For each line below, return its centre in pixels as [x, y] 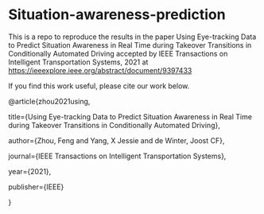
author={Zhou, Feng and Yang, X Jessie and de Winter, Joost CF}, [116, 140]
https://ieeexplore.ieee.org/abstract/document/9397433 [100, 70]
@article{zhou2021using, [49, 101]
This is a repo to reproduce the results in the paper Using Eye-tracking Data [132, 37]
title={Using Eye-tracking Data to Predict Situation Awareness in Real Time [130, 116]
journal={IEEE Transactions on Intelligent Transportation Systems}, [117, 156]
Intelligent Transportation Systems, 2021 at [78, 62]
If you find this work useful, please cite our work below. [99, 86]
